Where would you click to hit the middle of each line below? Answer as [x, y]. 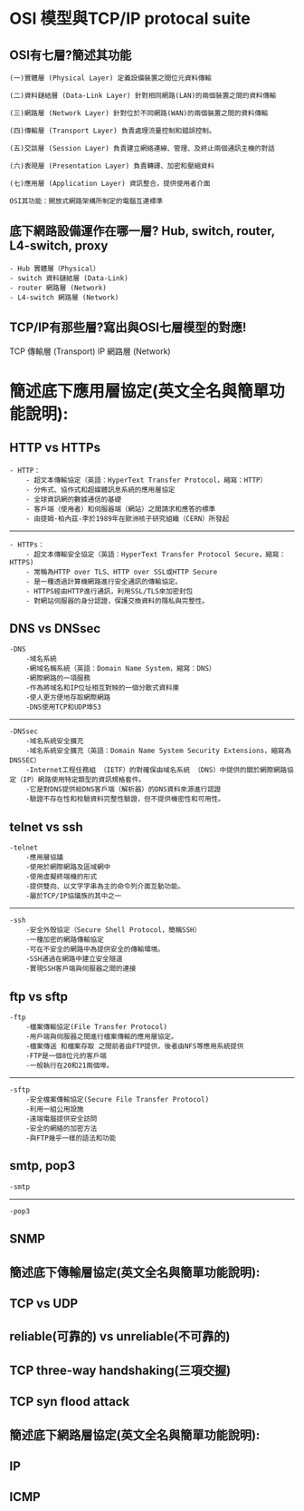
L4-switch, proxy [59, 246]
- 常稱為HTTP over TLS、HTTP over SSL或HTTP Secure [122, 572]
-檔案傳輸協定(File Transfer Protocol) [96, 1027]
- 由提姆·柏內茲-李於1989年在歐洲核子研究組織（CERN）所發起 [128, 518]
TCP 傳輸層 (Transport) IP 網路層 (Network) [90, 351]
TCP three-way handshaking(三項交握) [120, 1370]
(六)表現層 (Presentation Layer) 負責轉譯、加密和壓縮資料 [112, 166]
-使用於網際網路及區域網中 [68, 868]
